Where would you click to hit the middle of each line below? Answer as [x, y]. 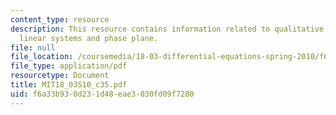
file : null [33, 47]
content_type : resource [60, 19]
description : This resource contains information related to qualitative [167, 29]
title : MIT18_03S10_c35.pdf [69, 85]
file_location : [42, 57]
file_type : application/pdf [69, 66]
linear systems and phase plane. [89, 38]
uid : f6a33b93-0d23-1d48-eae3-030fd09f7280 [102, 94]
